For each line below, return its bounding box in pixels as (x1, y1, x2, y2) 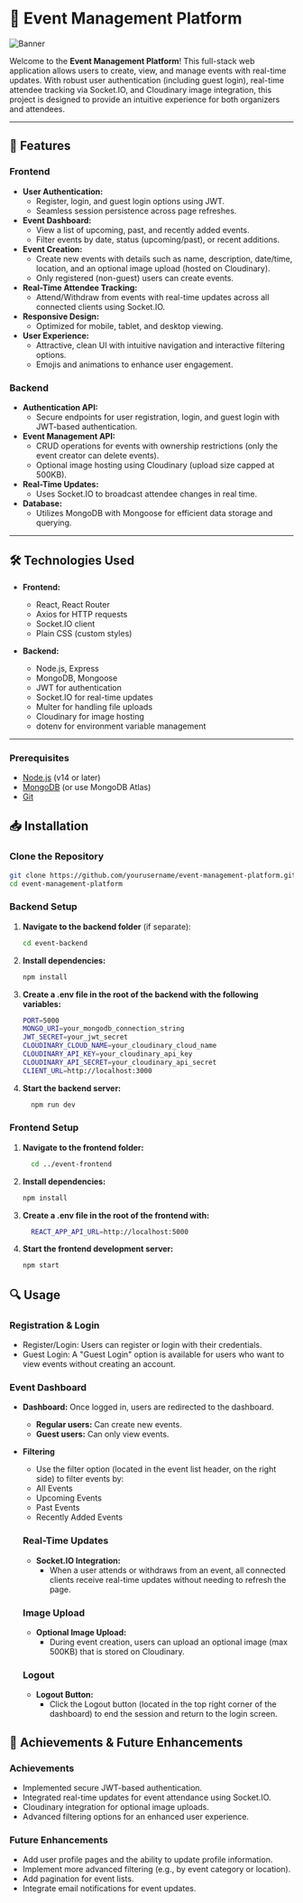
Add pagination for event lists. (22, 1873, 134, 1884)
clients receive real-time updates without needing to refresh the (49, 1574, 287, 1585)
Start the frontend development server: (22, 1243, 174, 1255)
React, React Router (35, 598, 110, 609)
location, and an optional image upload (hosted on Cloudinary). (35, 262, 271, 274)
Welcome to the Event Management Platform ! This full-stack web (9, 55, 255, 66)
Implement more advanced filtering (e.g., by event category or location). (22, 1864, 291, 1875)
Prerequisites (9, 751, 69, 764)
